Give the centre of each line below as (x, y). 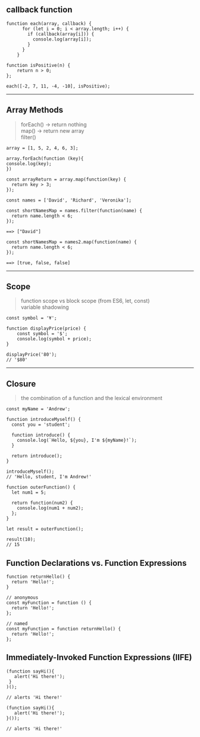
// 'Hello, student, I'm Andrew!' (49, 477)
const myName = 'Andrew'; (38, 409)
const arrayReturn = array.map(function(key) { (66, 179)
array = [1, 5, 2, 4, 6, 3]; (42, 148)
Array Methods (35, 110)
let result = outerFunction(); (45, 529)
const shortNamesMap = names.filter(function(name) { (74, 210)
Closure (21, 384)
